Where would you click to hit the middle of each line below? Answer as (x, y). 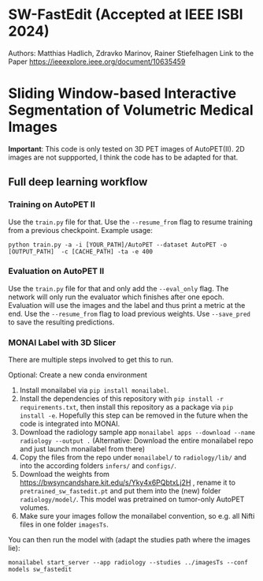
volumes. (34, 508)
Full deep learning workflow (78, 182)
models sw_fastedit (40, 570)
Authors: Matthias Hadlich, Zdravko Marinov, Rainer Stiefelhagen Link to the (131, 53)
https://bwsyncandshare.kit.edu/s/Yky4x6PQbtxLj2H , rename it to (128, 482)
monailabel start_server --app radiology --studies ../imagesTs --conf (128, 563)
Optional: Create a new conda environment (78, 375)
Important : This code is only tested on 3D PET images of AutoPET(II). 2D (127, 148)
